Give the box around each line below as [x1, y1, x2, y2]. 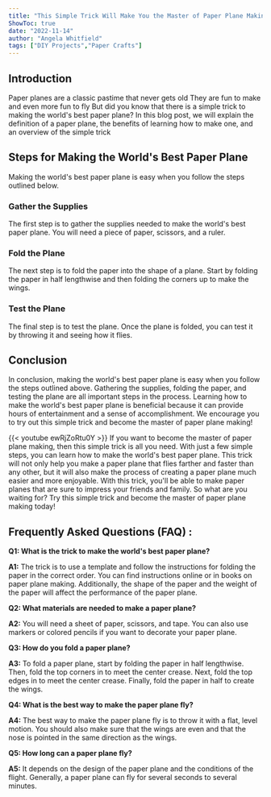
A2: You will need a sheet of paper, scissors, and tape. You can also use [8, 619, 248, 629]
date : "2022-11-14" [8, 27, 74, 35]
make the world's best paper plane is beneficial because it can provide [8, 401, 244, 410]
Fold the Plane [8, 247, 66, 259]
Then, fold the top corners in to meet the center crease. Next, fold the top [8, 667, 252, 677]
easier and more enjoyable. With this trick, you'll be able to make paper [8, 476, 244, 486]
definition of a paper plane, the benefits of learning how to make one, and [8, 118, 253, 128]
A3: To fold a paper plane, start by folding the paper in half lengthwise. [8, 658, 244, 669]
